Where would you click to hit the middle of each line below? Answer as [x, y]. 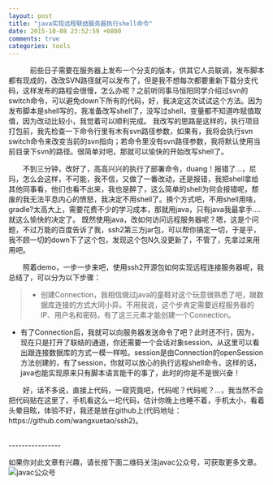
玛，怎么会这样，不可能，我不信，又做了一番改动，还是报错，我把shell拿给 [134, 179]
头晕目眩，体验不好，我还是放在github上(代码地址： [95, 410]
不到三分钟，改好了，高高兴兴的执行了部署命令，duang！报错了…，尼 [140, 169]
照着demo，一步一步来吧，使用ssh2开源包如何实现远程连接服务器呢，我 [143, 267]
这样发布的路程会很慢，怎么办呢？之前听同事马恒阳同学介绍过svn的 [135, 91]
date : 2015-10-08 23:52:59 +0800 [65, 31]
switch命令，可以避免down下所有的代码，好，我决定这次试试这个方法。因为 [135, 101]
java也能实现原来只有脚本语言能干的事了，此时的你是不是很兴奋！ [130, 373]
